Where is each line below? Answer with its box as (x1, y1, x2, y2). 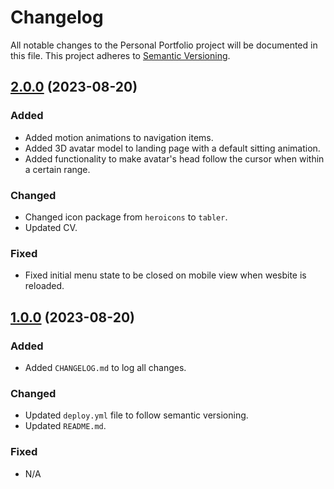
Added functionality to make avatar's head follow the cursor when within (24, 152, 325, 165)
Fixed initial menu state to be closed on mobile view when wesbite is (24, 269, 307, 281)
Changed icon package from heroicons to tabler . (24, 211, 228, 223)
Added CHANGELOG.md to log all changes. (24, 361, 187, 373)
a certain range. (24, 163, 91, 175)
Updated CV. (24, 221, 78, 233)
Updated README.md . (24, 420, 107, 432)
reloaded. (24, 280, 65, 292)
